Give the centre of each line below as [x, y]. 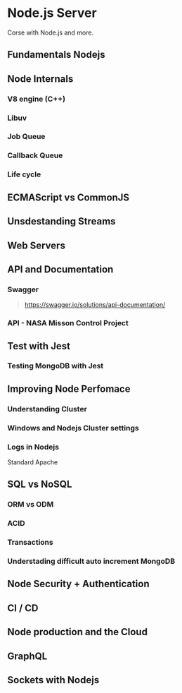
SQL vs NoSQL [40, 484]
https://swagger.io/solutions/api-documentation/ [95, 305]
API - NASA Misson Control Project [68, 323]
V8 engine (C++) [36, 99]
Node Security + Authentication [78, 584]
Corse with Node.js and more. [50, 32]
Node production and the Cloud [77, 632]
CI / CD [23, 608]
